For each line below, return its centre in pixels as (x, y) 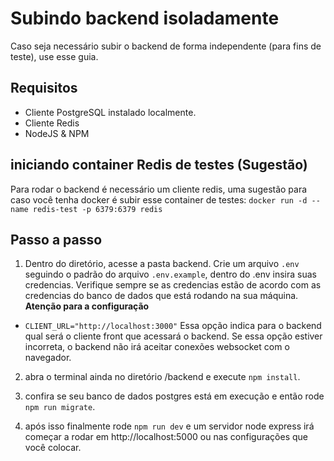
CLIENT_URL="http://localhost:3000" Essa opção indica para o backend (173, 326)
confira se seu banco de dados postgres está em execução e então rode (174, 396)
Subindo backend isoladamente (145, 18)
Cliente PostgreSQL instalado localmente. (110, 112)
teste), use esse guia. (54, 56)
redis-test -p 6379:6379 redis (97, 209)
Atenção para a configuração (87, 306)
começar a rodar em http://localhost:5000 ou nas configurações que (166, 437)
